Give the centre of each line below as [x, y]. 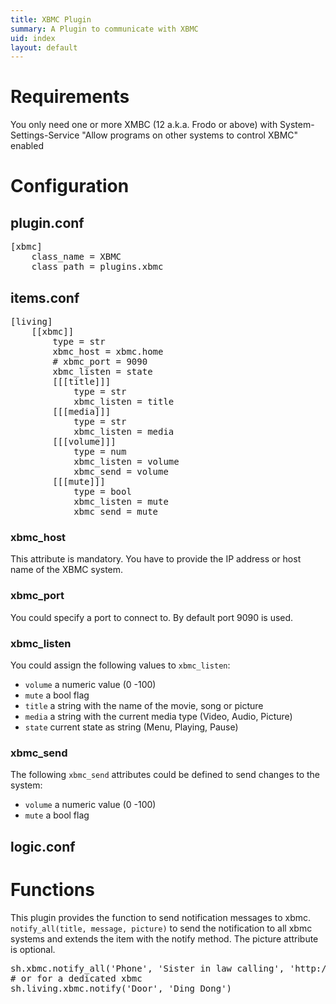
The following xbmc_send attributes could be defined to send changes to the [165, 775]
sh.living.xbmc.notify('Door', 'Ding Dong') [121, 988]
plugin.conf [47, 222]
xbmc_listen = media [124, 431]
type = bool [102, 491]
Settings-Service [45, 135]
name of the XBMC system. [67, 570]
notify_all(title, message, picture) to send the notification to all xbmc [161, 928]
